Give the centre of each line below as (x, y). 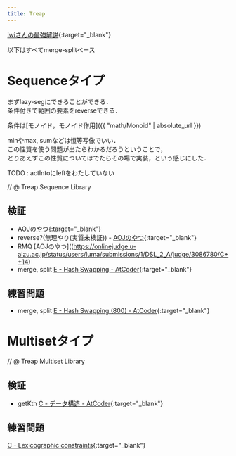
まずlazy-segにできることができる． (60, 101)
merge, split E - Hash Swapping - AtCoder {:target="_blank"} (105, 270)
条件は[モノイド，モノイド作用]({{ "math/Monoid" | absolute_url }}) (104, 125)
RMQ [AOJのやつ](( (45, 246)
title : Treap (26, 14)
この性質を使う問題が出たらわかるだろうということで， (87, 149)
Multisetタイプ (50, 341)
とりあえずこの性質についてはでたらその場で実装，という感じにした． (109, 158)
